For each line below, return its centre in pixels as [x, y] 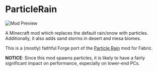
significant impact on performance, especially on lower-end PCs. [72, 63]
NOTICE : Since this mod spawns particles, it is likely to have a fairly [75, 58]
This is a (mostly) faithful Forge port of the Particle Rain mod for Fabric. [79, 48]
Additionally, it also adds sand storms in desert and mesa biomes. [73, 38]
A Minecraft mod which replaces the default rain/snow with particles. [77, 33]
